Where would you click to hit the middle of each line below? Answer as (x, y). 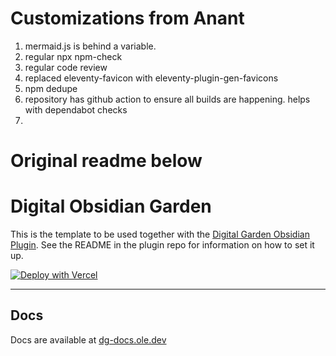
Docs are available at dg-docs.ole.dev (88, 339)
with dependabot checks (76, 109)
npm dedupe (51, 88)
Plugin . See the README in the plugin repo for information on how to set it (162, 245)
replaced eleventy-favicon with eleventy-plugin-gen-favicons (151, 78)
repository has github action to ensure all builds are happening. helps (167, 99)
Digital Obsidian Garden (111, 206)
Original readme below (106, 161)
